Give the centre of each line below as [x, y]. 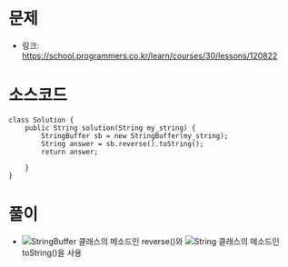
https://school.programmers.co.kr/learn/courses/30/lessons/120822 [149, 55]
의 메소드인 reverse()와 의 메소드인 [190, 241]
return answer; [70, 152]
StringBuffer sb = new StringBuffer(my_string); [135, 136]
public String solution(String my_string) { [110, 128]
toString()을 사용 [52, 252]
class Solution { [41, 120]
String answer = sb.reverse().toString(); [123, 143]
